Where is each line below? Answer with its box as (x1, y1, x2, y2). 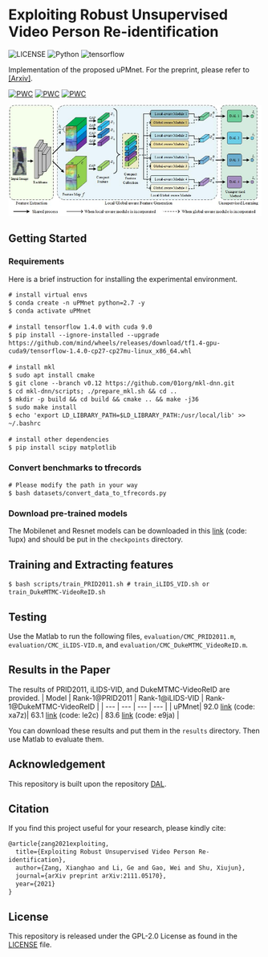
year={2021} (15, 880, 56, 889)
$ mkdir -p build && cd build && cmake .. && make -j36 (8, 395, 199, 403)
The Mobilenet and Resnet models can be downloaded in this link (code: (8, 526, 247, 536)
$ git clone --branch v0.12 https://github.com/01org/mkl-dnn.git (8, 379, 235, 387)
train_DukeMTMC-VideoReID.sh (8, 588, 106, 596)
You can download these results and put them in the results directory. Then (8, 726, 261, 735)
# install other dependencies (8, 436, 110, 444)
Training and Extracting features (8, 558, 174, 571)
